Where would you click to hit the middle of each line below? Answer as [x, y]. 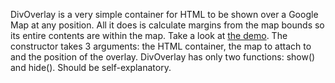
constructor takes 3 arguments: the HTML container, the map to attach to [161, 46]
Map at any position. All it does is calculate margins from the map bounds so [167, 25]
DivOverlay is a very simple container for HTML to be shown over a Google [164, 14]
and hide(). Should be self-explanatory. [91, 67]
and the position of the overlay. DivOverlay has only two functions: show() [163, 57]
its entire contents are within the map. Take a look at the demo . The [149, 35]
